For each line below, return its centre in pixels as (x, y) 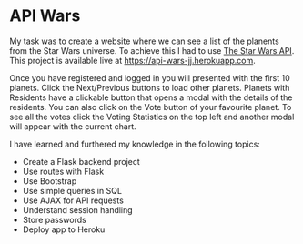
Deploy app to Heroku (64, 229)
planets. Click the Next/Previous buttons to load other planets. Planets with (150, 87)
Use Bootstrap (50, 181)
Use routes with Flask (63, 171)
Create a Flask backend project (81, 161)
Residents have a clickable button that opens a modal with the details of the (151, 97)
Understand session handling (78, 209)
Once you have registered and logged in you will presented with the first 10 (150, 77)
